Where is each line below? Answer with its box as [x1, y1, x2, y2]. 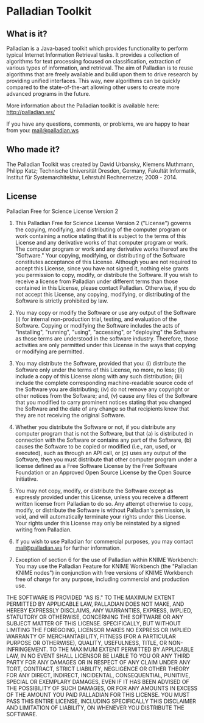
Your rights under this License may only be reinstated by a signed [15, 519, 180, 527]
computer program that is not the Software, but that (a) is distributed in [15, 430, 194, 437]
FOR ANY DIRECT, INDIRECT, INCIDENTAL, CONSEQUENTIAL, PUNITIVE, [6, 671, 191, 678]
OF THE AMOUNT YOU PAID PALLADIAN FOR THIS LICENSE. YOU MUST [6, 691, 190, 698]
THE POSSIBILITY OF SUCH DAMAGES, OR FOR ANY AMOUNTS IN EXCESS [6, 685, 198, 692]
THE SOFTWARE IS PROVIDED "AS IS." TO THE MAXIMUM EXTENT [6, 594, 175, 601]
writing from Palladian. [15, 526, 72, 533]
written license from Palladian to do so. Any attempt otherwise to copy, [15, 500, 193, 507]
